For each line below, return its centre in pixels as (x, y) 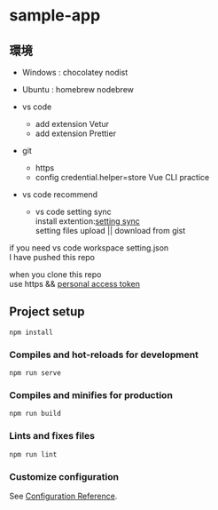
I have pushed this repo (52, 257)
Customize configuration (64, 476)
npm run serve (35, 373)
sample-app (55, 16)
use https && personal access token (74, 284)
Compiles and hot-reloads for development (104, 355)
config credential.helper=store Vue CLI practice (122, 177)
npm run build (35, 414)
